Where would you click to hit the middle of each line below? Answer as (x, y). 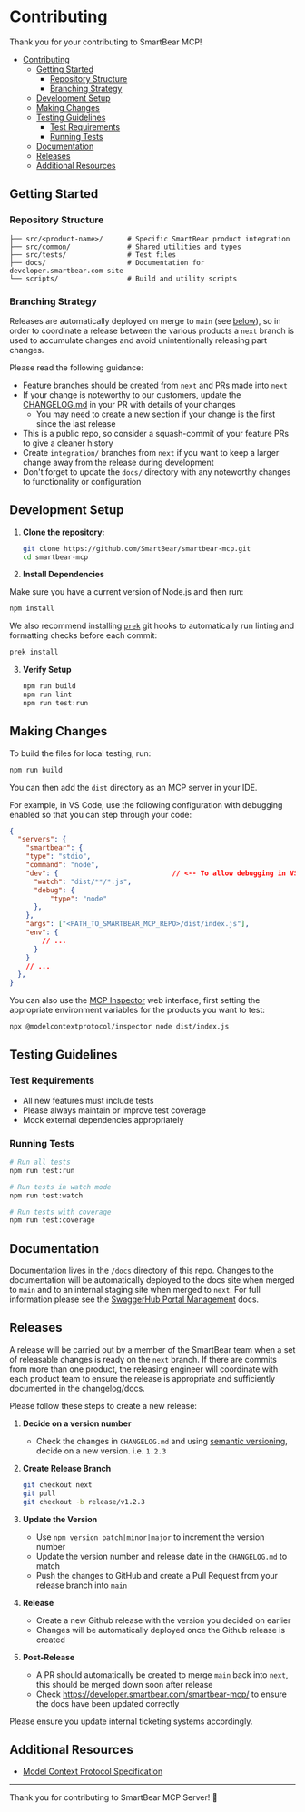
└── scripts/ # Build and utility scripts (123, 279)
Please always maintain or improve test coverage (114, 1110)
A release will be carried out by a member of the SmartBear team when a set (152, 1349)
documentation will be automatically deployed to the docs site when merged (152, 1280)
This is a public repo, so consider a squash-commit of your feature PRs (155, 433)
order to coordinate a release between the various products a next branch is (152, 330)
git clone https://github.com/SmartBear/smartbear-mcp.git (137, 548)
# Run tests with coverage (60, 1212)
